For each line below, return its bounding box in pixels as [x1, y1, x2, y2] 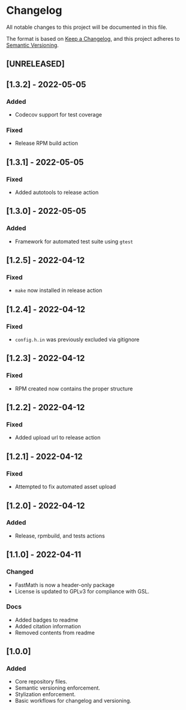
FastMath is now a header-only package [14, 581, 115, 589]
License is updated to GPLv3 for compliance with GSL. [14, 587, 150, 595]
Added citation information [14, 622, 81, 630]
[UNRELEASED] [6, 59, 65, 69]
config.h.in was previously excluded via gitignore [14, 336, 140, 343]
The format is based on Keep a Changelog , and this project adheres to [6, 35, 180, 42]
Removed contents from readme [14, 629, 95, 636]
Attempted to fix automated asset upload [14, 483, 116, 490]
